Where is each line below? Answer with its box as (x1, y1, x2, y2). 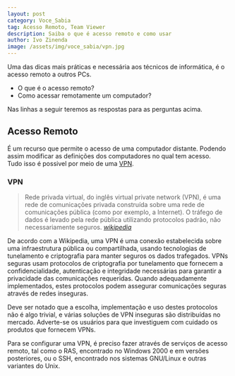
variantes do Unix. (7, 362, 61, 370)
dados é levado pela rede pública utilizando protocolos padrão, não (24, 216, 221, 224)
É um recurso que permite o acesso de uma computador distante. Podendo (7, 144, 227, 153)
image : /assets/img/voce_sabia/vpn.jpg (7, 43, 125, 50)
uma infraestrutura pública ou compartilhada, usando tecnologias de (7, 245, 207, 253)
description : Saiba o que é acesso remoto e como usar (7, 30, 172, 37)
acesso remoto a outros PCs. (7, 70, 92, 78)
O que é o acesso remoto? (17, 84, 95, 92)
